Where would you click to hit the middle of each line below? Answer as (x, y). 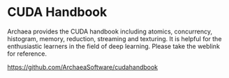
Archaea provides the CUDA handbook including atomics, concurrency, (110, 31)
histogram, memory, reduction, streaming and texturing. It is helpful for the (114, 38)
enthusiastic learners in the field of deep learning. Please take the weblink (113, 46)
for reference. (27, 54)
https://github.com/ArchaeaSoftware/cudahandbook (83, 67)
